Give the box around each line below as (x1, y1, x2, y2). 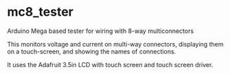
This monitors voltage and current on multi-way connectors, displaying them (7, 40, 224, 48)
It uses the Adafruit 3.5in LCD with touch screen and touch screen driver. (7, 60, 214, 69)
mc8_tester (7, 4, 73, 20)
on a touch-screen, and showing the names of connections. (7, 47, 176, 56)
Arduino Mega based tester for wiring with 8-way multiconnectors (7, 27, 194, 35)
